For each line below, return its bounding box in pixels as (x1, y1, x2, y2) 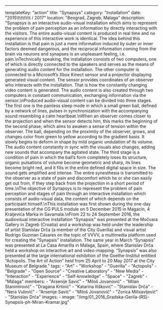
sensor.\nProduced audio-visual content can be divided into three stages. (5, 98, 152, 103)
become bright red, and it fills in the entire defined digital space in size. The (5, 165, 156, 170)
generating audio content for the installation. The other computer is (5, 67, 139, 72)
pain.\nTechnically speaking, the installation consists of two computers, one (5, 56, 157, 62)
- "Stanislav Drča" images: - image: (5, 294, 76, 300)
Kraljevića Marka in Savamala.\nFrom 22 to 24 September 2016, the (5, 211, 140, 217)
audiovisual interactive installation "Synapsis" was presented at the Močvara (5, 217, 158, 222)
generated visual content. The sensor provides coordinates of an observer (5, 77, 154, 83)
